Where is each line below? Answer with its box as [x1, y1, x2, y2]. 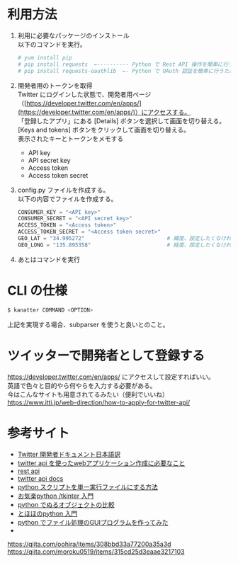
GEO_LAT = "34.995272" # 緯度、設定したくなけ [17, 235, 227, 242]
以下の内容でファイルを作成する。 [17, 194, 118, 203]
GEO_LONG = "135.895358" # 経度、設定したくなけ [17, 241, 227, 249]
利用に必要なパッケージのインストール [17, 31, 130, 40]
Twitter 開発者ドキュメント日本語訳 [17, 450, 121, 458]
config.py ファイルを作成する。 [17, 186, 110, 194]
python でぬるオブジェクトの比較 [17, 500, 115, 508]
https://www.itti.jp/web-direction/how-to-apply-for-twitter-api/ [7, 398, 191, 406]
